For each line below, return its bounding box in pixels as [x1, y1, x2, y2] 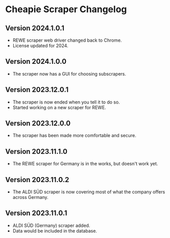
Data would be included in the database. [12, 227, 97, 234]
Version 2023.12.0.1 [5, 85, 69, 94]
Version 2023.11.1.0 [5, 147, 67, 156]
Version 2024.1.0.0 [5, 57, 67, 66]
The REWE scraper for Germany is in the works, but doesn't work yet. [12, 161, 158, 167]
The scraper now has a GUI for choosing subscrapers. [12, 71, 126, 77]
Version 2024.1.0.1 [5, 24, 64, 32]
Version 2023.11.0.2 [5, 175, 70, 184]
